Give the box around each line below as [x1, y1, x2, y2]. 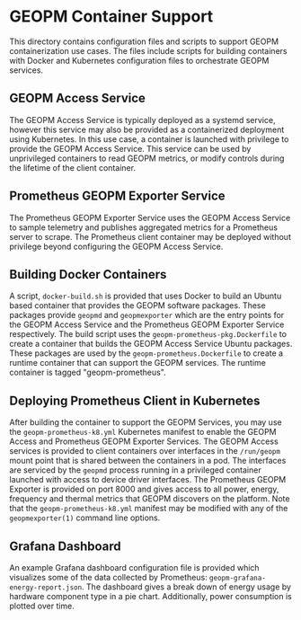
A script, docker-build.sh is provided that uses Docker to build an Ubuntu [9, 290, 282, 302]
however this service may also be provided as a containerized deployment [9, 124, 285, 135]
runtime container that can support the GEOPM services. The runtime [9, 358, 267, 368]
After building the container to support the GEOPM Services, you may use [9, 417, 282, 428]
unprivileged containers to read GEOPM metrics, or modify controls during [9, 153, 285, 164]
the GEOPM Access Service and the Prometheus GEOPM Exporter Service [9, 319, 285, 330]
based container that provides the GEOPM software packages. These [9, 300, 267, 311]
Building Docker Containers [9, 267, 167, 282]
